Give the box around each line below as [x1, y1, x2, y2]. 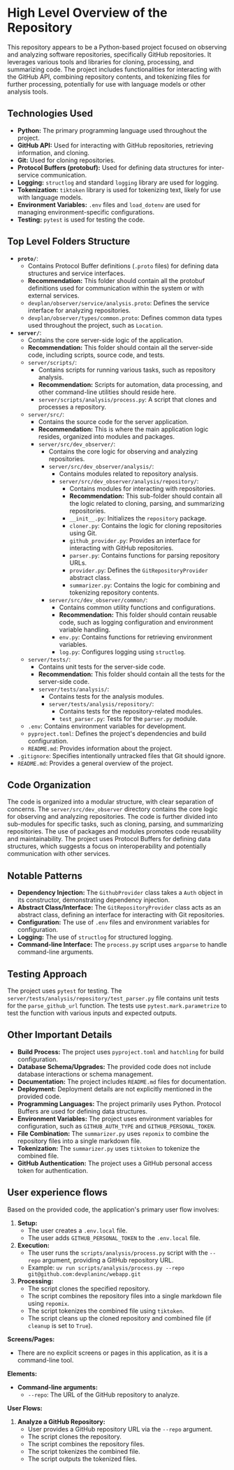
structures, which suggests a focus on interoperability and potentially [7, 842, 207, 850]
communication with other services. [7, 850, 110, 858]
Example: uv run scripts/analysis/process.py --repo [27, 1263, 185, 1272]
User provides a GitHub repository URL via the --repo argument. [27, 1425, 213, 1433]
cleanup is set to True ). [27, 1321, 93, 1330]
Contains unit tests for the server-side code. [38, 662, 166, 671]
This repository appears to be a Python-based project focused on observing [7, 43, 227, 51]
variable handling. [59, 625, 111, 634]
